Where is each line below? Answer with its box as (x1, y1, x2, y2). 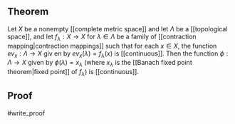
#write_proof (7, 108, 46, 117)
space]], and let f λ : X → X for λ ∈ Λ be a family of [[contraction (7, 32, 197, 42)
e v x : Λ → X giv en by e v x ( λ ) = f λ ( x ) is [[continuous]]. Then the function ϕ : (7, 49, 229, 59)
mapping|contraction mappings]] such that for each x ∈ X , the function (7, 41, 217, 50)
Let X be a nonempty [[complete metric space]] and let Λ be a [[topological (7, 24, 228, 33)
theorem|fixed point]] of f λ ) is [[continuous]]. (7, 68, 140, 78)
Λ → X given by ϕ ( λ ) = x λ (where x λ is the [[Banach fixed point (7, 58, 192, 68)
